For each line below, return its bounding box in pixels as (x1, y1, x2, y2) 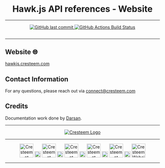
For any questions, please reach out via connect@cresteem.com (5, 88, 136, 94)
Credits (5, 102, 28, 111)
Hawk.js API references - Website (12, 3, 153, 15)
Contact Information (5, 75, 69, 83)
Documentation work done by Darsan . (5, 115, 82, 121)
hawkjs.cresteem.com (5, 61, 50, 67)
